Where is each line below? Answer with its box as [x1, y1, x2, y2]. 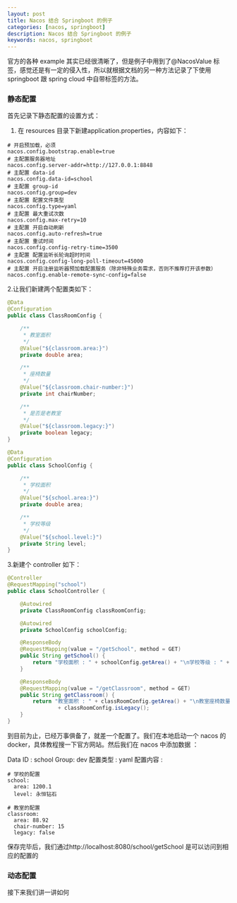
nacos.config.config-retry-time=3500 [7, 244, 119, 251]
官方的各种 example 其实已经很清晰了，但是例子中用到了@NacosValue [7, 57, 212, 66]
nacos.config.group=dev [7, 189, 78, 197]
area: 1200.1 [13, 783, 52, 790]
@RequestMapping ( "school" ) [7, 581, 87, 588]
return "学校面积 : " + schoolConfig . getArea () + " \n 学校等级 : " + [32, 659, 230, 666]
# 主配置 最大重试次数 [7, 210, 65, 218]
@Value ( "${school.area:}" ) [20, 495, 99, 502]
